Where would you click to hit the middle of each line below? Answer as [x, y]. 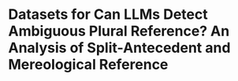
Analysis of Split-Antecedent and [119, 48]
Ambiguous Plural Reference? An [119, 31]
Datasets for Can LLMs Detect [108, 15]
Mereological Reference [88, 65]
